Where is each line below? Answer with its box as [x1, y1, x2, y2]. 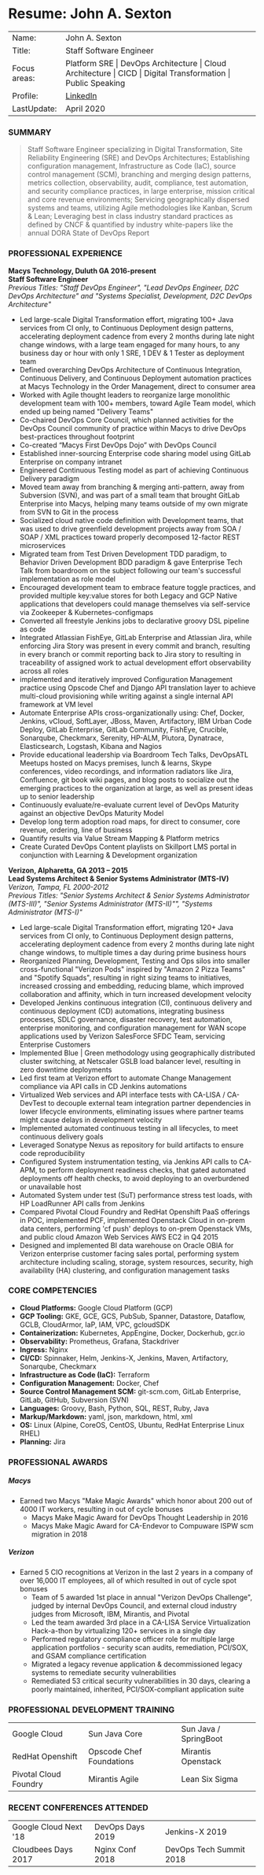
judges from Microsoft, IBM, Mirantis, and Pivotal [31, 1609, 190, 1618]
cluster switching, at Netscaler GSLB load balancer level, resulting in [19, 1056, 241, 1065]
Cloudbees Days [12, 1844, 73, 1855]
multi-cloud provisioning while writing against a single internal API [19, 691, 233, 701]
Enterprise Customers [19, 1039, 91, 1049]
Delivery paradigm [19, 473, 80, 483]
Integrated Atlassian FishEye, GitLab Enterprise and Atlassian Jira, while [19, 632, 252, 642]
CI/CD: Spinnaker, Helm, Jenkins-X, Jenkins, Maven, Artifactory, [19, 1353, 229, 1362]
